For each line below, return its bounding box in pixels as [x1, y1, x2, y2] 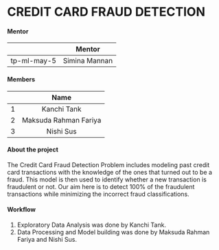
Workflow [7, 205, 36, 214]
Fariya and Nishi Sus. [16, 236, 78, 243]
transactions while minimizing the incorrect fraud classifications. [7, 190, 190, 198]
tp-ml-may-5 [10, 56, 57, 66]
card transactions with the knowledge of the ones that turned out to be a [7, 168, 213, 176]
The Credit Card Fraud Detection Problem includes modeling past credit [7, 160, 210, 168]
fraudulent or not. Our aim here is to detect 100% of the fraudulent [7, 182, 195, 190]
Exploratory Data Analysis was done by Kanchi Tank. [16, 221, 167, 229]
